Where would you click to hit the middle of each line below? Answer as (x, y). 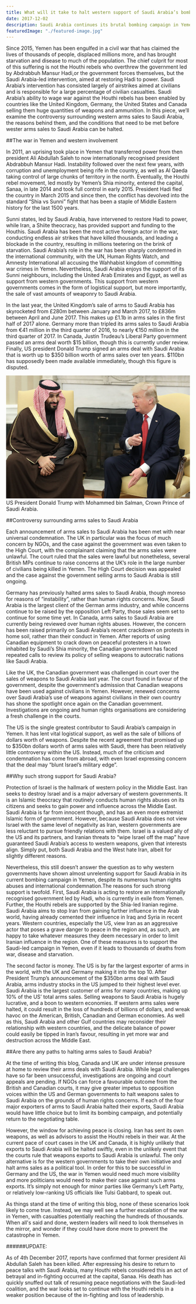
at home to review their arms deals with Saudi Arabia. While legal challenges (98, 1069)
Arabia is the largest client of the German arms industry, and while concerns (98, 605)
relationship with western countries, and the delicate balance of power (91, 1028)
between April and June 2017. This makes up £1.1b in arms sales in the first (96, 318)
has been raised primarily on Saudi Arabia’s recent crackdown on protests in (98, 630)
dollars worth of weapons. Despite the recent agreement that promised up (95, 740)
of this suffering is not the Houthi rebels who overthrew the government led (97, 67)
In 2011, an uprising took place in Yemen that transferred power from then (94, 152)
